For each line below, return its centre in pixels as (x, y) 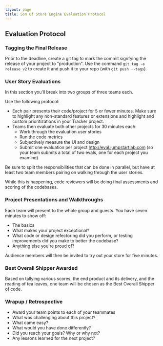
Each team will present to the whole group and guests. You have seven (76, 210)
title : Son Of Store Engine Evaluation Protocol (55, 14)
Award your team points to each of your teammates (64, 312)
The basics (23, 225)
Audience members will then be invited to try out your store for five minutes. (82, 255)
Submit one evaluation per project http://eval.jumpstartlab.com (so (86, 148)
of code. (13, 289)
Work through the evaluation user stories (60, 132)
